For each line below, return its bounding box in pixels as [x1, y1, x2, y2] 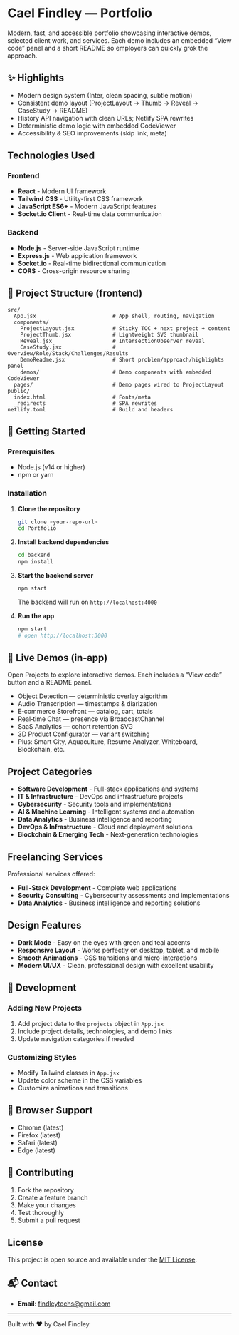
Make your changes [17, 1200, 76, 1209]
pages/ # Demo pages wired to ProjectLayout [14, 381, 224, 388]
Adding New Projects [7, 1003, 82, 1013]
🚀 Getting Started [7, 425, 86, 437]
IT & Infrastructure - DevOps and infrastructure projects [17, 792, 184, 801]
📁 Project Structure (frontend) [7, 287, 143, 300]
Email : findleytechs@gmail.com [17, 1299, 111, 1308]
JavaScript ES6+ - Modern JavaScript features [17, 202, 157, 211]
